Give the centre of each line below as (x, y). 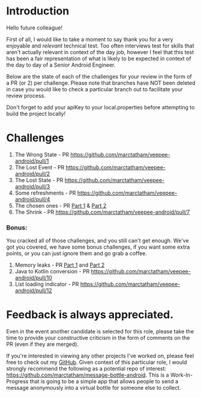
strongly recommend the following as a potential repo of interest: (86, 369)
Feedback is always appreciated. (90, 315)
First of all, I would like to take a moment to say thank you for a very (90, 39)
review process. (26, 95)
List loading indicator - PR (47, 284)
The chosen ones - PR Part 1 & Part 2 (61, 205)
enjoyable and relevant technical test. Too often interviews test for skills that (100, 46)
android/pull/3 (32, 186)
